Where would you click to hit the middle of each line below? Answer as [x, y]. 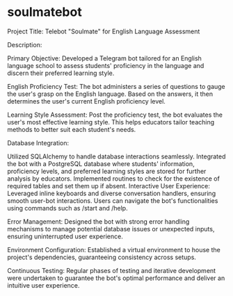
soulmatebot [45, 12]
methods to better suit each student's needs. [72, 129]
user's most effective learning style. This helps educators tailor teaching [111, 122]
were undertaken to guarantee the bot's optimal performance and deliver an [116, 278]
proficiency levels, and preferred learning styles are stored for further [107, 171]
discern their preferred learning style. [61, 73]
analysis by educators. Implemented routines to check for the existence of [114, 179]
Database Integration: [38, 142]
